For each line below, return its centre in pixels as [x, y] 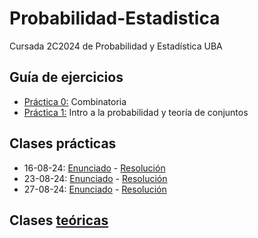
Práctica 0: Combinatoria [75, 101]
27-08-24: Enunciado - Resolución [95, 189]
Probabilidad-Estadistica [115, 18]
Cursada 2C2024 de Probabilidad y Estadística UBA [116, 46]
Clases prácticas [63, 143]
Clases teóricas [59, 220]
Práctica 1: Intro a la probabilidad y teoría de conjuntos [136, 112]
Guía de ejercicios [66, 77]
